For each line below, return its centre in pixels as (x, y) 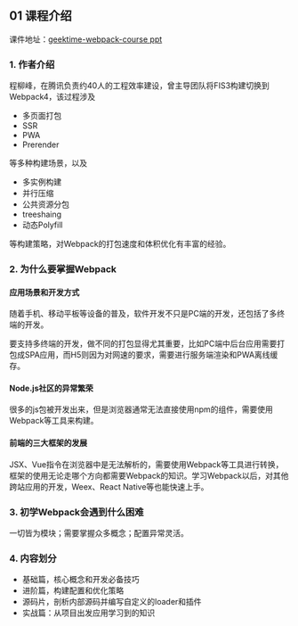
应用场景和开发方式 (44, 292)
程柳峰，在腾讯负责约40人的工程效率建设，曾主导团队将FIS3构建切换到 (139, 86)
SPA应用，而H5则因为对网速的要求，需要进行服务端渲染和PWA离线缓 (151, 355)
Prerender (40, 144)
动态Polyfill (42, 225)
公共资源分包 (45, 204)
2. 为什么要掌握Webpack (63, 269)
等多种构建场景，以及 (48, 163)
